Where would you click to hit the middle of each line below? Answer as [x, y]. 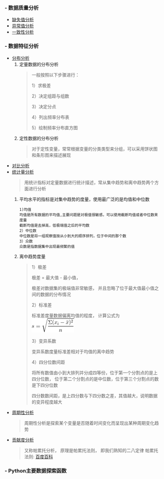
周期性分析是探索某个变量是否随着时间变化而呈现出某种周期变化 [89, 423]
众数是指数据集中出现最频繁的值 [47, 246]
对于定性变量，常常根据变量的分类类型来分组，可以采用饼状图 [95, 149]
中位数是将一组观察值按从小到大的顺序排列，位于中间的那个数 [73, 236]
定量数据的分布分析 [39, 64]
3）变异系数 [44, 341]
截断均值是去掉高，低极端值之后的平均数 [54, 225]
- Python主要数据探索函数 [36, 471]
